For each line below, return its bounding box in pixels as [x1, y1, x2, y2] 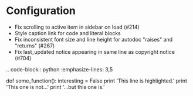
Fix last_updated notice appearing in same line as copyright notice [14, 48, 175, 55]
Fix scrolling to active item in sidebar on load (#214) [14, 23, 140, 30]
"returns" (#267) [14, 42, 55, 49]
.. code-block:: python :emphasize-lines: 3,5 [6, 66, 113, 73]
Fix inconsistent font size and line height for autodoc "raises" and [14, 36, 173, 43]
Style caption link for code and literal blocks [14, 29, 121, 36]
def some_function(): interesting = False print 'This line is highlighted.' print [6, 77, 188, 84]
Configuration [6, 4, 76, 18]
